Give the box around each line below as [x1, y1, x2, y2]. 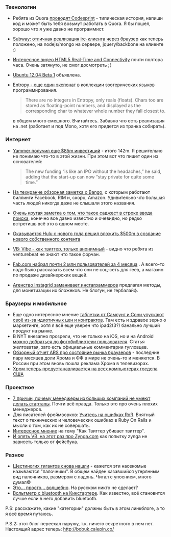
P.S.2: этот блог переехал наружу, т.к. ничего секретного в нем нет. [5, 521, 154, 527]
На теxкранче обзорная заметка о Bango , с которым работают [12, 189, 151, 195]
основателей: [12, 158, 42, 164]
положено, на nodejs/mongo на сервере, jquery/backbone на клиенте [12, 41, 164, 47]
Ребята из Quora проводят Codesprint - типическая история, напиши [12, 15, 163, 21]
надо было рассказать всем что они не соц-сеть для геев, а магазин [12, 266, 164, 272]
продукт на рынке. [12, 327, 54, 334]
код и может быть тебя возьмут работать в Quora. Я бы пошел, [12, 20, 151, 27]
